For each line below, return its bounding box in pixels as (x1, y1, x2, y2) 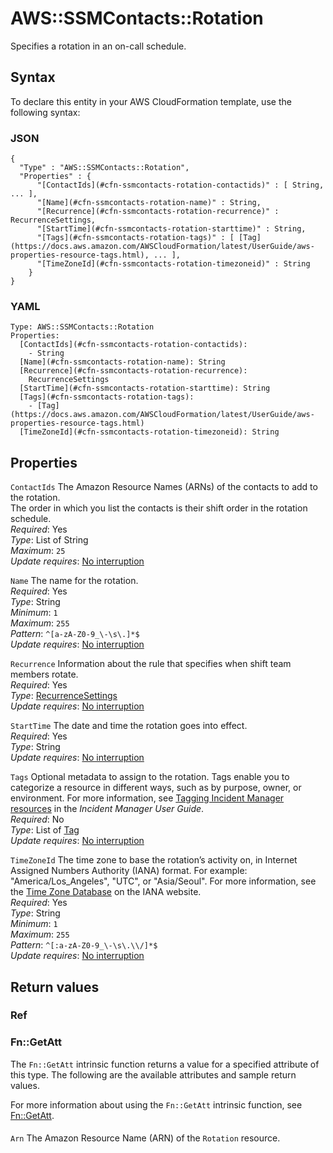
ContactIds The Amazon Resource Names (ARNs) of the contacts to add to (10, 481, 318, 493)
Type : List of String (10, 534, 89, 546)
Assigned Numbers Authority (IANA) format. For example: (10, 865, 248, 877)
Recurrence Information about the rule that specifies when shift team (10, 658, 292, 670)
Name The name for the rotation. (10, 575, 139, 587)
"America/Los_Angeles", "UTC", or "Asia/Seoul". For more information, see (10, 875, 317, 887)
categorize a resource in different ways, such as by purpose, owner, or (10, 782, 302, 794)
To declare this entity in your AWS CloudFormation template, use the (10, 95, 292, 107)
